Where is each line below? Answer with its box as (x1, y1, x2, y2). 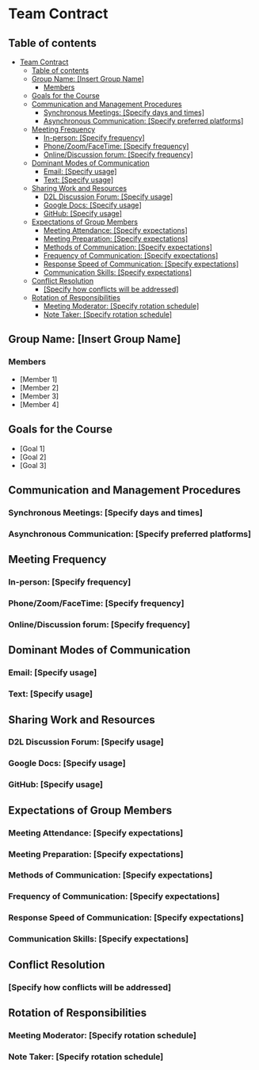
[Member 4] (19, 399, 59, 409)
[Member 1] (19, 374, 58, 384)
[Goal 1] (19, 444, 45, 453)
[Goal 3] (19, 460, 47, 470)
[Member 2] (19, 383, 59, 392)
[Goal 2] (19, 452, 47, 462)
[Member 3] (19, 391, 59, 401)
